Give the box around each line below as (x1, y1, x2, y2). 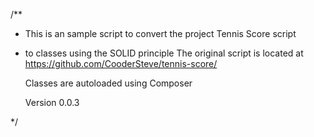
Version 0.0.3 (24, 97, 80, 108)
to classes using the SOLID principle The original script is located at (24, 47, 304, 59)
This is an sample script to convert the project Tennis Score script (24, 28, 297, 39)
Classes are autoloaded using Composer (24, 77, 193, 89)
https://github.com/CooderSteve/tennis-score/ (24, 58, 218, 69)
